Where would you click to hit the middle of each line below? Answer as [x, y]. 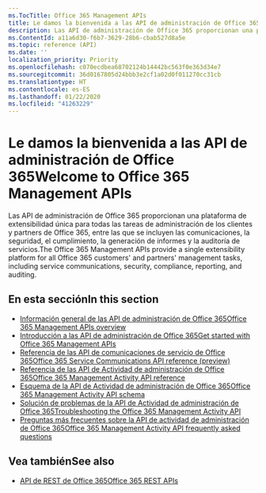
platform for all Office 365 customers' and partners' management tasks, [125, 258]
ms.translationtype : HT [47, 82]
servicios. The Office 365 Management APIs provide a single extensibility [127, 250]
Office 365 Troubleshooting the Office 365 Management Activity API [130, 411]
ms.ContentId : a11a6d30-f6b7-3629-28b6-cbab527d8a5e [97, 38]
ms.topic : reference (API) [53, 45]
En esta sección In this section [84, 299]
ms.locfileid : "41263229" [51, 104]
